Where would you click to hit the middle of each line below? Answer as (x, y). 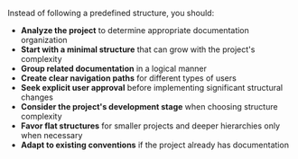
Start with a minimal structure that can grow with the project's (138, 49)
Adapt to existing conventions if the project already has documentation (155, 145)
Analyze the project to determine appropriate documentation (135, 30)
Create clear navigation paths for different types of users (129, 78)
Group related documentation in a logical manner (114, 68)
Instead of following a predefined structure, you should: (111, 13)
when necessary (51, 135)
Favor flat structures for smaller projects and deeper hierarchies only (150, 126)
